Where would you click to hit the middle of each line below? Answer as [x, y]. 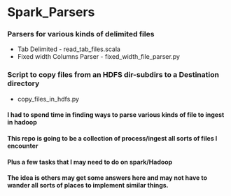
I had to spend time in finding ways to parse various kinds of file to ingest [116, 115]
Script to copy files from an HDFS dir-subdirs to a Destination [113, 75]
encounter [23, 146]
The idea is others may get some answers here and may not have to [107, 178]
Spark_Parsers [51, 12]
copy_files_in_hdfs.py [48, 99]
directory [23, 83]
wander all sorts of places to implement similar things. [88, 185]
